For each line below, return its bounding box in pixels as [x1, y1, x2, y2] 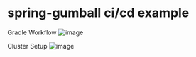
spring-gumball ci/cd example [7, 5, 190, 21]
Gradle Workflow [7, 28, 57, 37]
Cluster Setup [7, 42, 48, 50]
